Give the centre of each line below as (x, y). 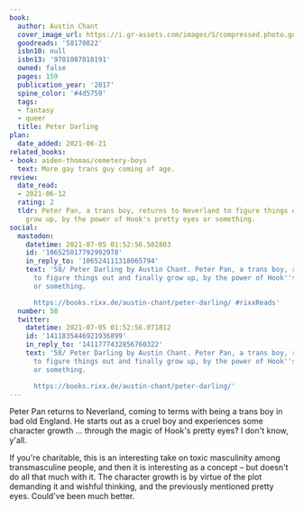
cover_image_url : (50, 34)
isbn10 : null (42, 51)
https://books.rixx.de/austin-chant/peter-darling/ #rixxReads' (156, 302)
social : (24, 227)
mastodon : (36, 236)
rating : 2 (36, 203)
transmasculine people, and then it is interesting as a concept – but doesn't (149, 468)
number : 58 (38, 311)
